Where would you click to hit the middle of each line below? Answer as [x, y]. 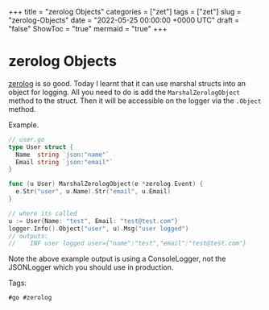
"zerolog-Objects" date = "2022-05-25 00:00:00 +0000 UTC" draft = [124, 20]
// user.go [27, 139]
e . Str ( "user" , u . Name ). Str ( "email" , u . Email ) [93, 192]
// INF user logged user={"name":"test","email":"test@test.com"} [128, 244]
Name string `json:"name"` [63, 155]
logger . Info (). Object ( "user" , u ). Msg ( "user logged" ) [99, 229]
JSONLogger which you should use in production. [91, 267]
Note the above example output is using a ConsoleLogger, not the [117, 259]
